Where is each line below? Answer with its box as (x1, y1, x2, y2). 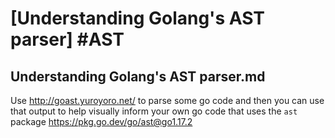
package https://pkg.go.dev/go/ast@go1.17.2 (10, 116, 193, 127)
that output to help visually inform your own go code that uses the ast (10, 105, 298, 117)
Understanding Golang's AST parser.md (10, 68, 266, 85)
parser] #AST (10, 28, 125, 51)
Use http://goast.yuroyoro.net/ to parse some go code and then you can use (10, 95, 325, 106)
